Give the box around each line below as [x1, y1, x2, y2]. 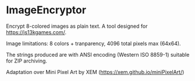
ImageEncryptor [6, 3, 86, 17]
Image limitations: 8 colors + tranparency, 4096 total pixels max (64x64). [6, 40, 182, 47]
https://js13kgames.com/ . [6, 28, 67, 35]
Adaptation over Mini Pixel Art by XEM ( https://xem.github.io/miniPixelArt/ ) [6, 68, 185, 75]
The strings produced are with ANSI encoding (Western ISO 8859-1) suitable [6, 51, 190, 58]
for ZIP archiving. [6, 57, 48, 64]
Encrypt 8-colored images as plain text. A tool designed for [6, 23, 148, 30]
